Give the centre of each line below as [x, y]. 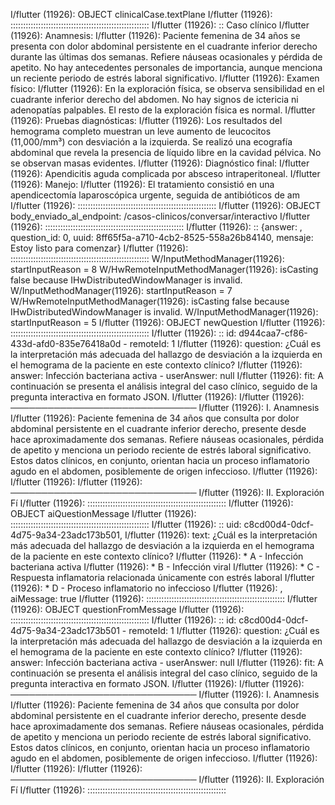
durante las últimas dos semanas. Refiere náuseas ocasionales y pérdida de [166, 57]
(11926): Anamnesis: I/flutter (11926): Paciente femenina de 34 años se [155, 35]
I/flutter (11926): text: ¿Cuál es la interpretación [221, 535]
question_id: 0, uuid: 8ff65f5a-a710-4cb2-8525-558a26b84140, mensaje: [162, 237]
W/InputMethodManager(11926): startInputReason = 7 [121, 290]
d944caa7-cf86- [273, 333]
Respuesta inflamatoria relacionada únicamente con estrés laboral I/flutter [162, 577]
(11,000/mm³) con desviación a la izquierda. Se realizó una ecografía [151, 142]
